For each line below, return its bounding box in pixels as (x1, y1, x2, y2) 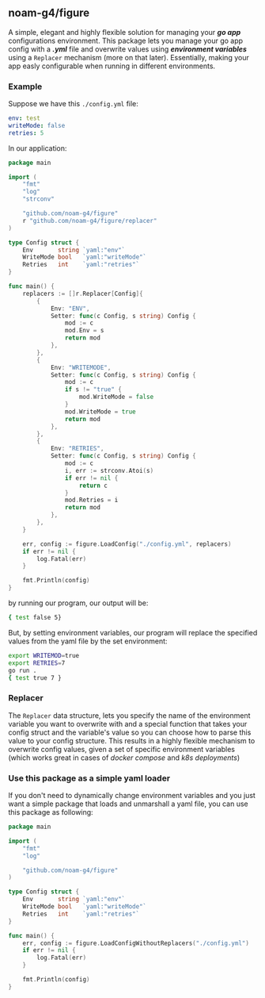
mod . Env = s (64, 327, 104, 335)
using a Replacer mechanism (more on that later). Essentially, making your (8, 52, 249, 62)
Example (8, 81, 43, 92)
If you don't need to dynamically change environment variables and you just (8, 791, 256, 800)
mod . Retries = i (64, 496, 119, 505)
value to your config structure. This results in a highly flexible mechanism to (8, 735, 256, 745)
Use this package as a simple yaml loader (8, 773, 171, 784)
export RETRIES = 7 (8, 658, 66, 667)
